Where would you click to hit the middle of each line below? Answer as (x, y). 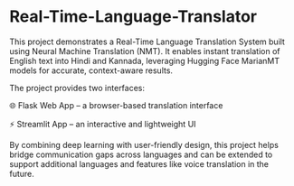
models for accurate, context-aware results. (91, 70)
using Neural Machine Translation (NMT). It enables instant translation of (145, 51)
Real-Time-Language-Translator (133, 17)
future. (22, 173)
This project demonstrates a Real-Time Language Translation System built (147, 42)
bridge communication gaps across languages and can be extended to (141, 154)
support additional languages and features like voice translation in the (139, 163)
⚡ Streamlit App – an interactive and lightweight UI (103, 124)
